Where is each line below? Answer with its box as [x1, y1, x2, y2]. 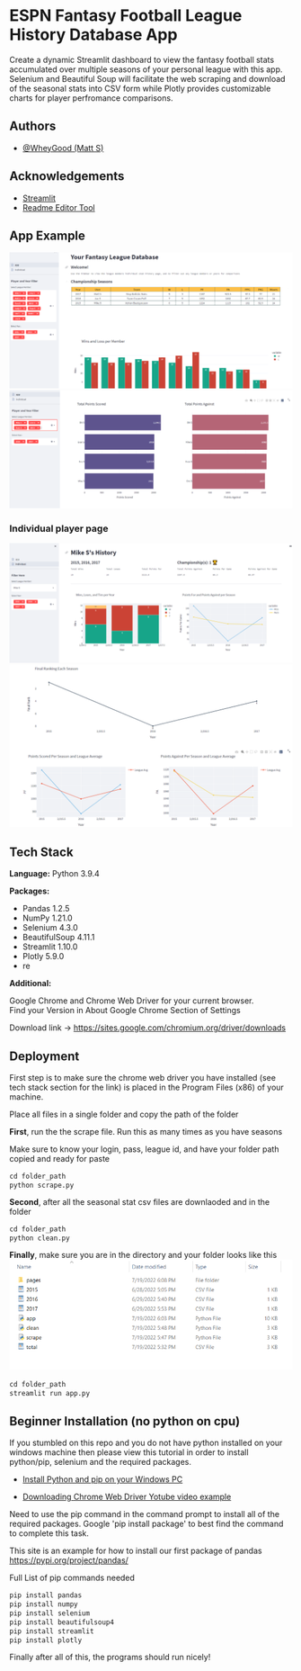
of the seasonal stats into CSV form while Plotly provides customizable [9, 83, 271, 94]
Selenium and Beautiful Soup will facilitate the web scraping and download [9, 73, 286, 84]
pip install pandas [9, 1591, 83, 1600]
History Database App [9, 24, 178, 45]
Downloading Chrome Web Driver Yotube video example [22, 1491, 232, 1503]
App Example [9, 228, 85, 243]
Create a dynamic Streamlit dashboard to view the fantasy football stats [9, 54, 275, 65]
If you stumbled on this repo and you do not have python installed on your [9, 1437, 283, 1449]
